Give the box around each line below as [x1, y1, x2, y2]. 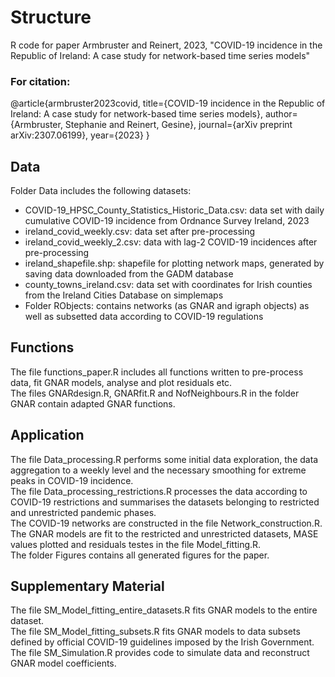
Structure [10, 6, 92, 29]
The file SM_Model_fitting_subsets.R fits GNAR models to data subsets [10, 626, 301, 638]
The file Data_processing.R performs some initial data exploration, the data [10, 453, 319, 465]
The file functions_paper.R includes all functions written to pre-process [10, 366, 304, 378]
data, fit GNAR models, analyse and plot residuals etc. [10, 376, 233, 388]
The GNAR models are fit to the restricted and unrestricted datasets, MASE [10, 527, 319, 540]
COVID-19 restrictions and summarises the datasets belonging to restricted [10, 496, 320, 508]
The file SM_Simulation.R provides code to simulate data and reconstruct [10, 647, 310, 659]
